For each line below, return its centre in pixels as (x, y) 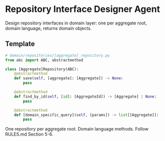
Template (20, 44)
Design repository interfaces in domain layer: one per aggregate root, (76, 23)
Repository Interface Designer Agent (83, 9)
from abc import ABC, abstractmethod (44, 60)
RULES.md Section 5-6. (29, 134)
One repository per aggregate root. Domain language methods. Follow (77, 129)
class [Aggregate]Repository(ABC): (42, 69)
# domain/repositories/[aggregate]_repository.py (58, 55)
